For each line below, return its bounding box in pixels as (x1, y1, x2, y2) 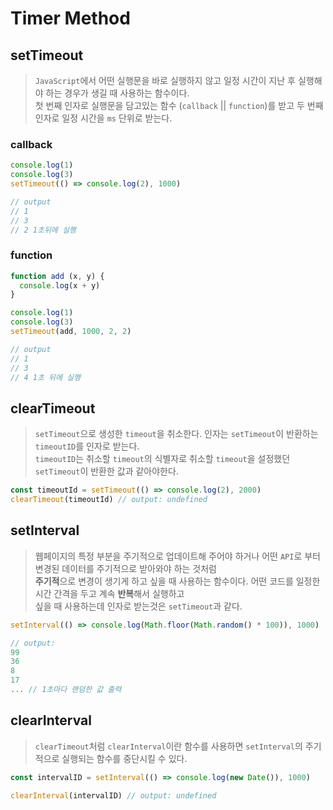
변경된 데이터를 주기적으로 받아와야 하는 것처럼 (34, 562, 217, 574)
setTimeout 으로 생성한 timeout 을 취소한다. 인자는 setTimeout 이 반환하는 (34, 428, 319, 440)
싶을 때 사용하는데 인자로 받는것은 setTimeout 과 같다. (34, 600, 243, 612)
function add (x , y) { (10, 271, 105, 281)
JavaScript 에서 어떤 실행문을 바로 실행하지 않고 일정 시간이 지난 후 (34, 75, 296, 86)
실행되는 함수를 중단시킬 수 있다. (61, 752, 188, 764)
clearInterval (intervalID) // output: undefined (10, 790, 217, 801)
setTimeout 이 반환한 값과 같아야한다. (34, 465, 179, 477)
